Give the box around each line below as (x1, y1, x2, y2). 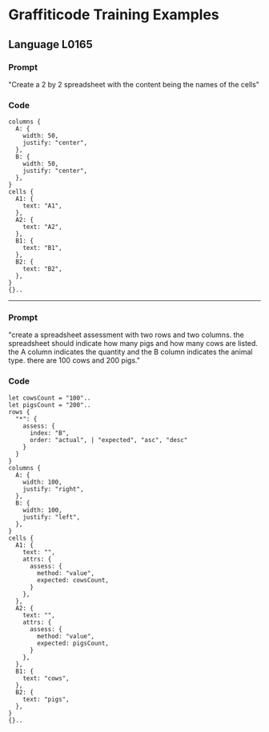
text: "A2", (22, 223, 62, 231)
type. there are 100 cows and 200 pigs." (8, 356, 140, 365)
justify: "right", (22, 485, 84, 493)
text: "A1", (22, 202, 62, 210)
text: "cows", (22, 674, 70, 682)
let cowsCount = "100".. (8, 394, 91, 402)
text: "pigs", (22, 695, 70, 703)
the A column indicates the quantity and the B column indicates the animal (8, 347, 253, 357)
